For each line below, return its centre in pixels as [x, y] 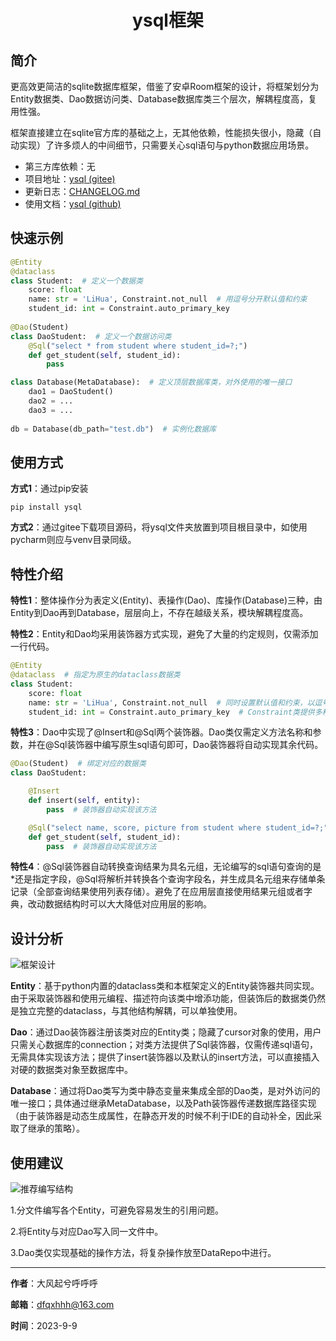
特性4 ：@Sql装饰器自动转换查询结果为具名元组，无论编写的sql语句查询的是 [166, 867]
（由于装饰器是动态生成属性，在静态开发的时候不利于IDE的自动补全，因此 [162, 1116]
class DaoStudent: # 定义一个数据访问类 [91, 336]
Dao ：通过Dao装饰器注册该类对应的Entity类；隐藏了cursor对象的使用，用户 [166, 1032]
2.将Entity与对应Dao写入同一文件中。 [87, 1232]
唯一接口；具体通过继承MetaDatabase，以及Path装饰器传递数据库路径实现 [163, 1103]
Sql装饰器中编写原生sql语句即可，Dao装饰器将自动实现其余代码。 [188, 745]
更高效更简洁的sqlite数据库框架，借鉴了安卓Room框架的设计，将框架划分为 [165, 86]
